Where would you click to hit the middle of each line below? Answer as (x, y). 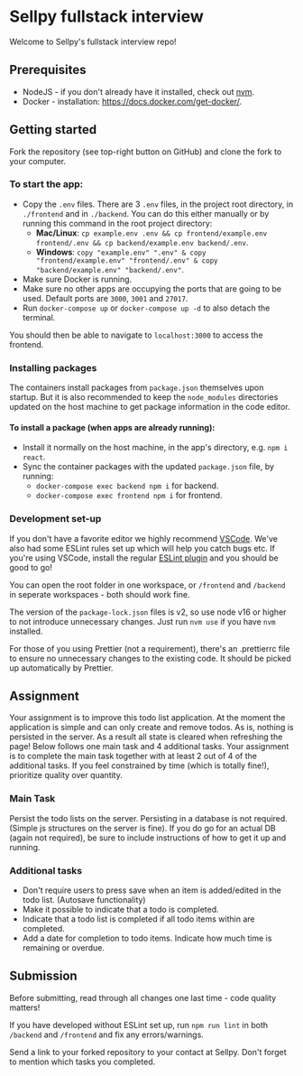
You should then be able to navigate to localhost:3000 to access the (136, 335)
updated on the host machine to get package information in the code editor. (150, 407)
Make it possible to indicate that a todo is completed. (120, 910)
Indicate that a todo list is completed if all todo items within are (138, 919)
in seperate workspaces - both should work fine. (100, 594)
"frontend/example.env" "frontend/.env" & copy (127, 260)
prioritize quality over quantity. (66, 775)
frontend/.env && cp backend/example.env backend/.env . (142, 242)
